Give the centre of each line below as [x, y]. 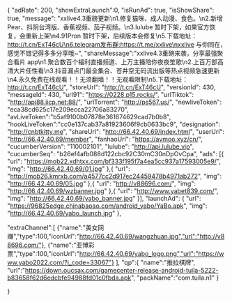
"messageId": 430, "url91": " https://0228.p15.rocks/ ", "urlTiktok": [100, 95]
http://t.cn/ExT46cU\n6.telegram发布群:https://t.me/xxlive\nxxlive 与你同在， [117, 44]
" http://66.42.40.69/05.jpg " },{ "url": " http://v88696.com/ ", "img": [102, 183]
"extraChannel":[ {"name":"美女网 [56, 227]
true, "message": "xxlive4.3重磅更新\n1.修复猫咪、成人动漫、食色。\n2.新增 [115, 18]
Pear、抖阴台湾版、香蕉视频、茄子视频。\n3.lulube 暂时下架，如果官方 [108, 27]
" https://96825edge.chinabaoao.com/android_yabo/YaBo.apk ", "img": [107, 206]
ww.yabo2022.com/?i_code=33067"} [61, 262]
